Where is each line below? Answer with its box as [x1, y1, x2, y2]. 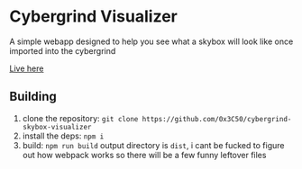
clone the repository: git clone [22, 112, 139, 123]
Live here [9, 63, 44, 74]
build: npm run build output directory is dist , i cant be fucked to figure [22, 139, 285, 150]
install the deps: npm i [22, 130, 105, 141]
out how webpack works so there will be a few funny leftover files [22, 149, 267, 160]
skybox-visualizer [22, 122, 92, 131]
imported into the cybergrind [9, 45, 116, 56]
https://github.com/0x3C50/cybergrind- [142, 114, 292, 123]
